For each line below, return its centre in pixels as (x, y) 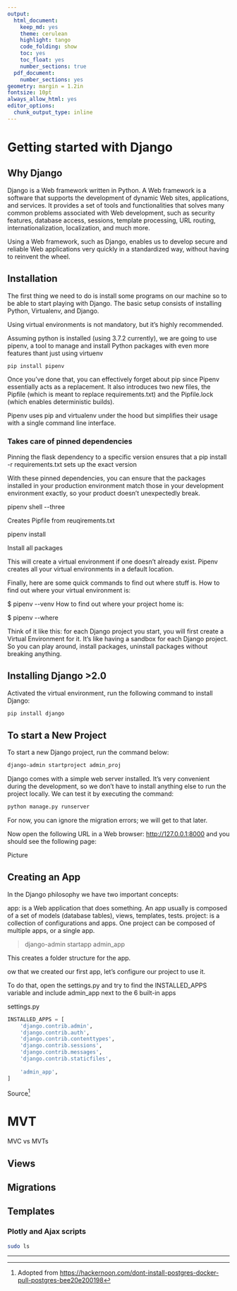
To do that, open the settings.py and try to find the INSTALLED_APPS (107, 985)
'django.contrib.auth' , (55, 1033)
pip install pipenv (36, 366)
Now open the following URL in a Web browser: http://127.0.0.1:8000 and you (119, 833)
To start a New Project (57, 735)
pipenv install (26, 534)
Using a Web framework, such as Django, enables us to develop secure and (117, 242)
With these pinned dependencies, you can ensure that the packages (107, 478)
